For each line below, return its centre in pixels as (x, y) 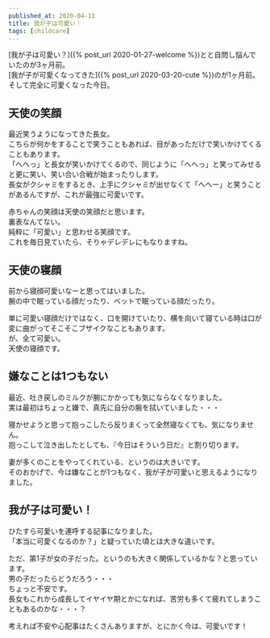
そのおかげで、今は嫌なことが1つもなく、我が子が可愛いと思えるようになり (133, 472)
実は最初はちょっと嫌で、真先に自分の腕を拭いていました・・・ (114, 407)
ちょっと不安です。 (40, 588)
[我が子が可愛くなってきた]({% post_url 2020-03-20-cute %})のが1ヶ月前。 (134, 75)
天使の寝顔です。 (36, 348)
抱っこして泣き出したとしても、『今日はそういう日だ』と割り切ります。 (126, 444)
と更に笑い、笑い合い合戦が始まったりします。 (86, 174)
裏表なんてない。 (37, 222)
